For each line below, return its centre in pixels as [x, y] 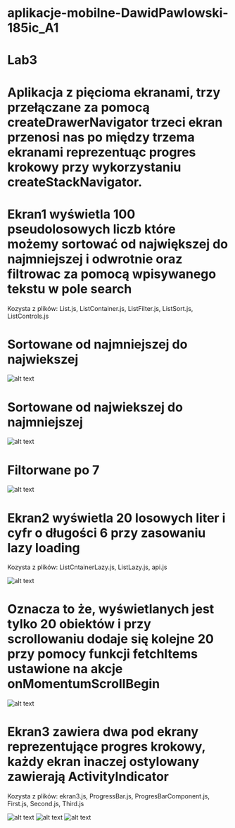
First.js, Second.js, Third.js [46, 804]
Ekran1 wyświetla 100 [71, 214]
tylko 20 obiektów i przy [79, 624]
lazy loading [44, 548]
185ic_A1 [33, 28]
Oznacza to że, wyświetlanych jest [111, 609]
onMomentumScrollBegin [84, 684]
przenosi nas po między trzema [101, 137]
